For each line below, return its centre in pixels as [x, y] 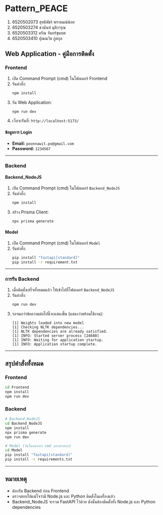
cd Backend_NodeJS [24, 424]
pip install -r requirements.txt [39, 460]
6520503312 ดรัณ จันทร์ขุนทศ [39, 33]
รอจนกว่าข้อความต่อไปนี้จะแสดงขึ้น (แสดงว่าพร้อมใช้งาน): [57, 313]
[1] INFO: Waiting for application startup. [58, 340]
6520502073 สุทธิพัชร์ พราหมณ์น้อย [43, 22]
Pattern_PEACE [36, 9]
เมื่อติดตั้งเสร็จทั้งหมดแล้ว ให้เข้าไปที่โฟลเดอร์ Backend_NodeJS [63, 290]
